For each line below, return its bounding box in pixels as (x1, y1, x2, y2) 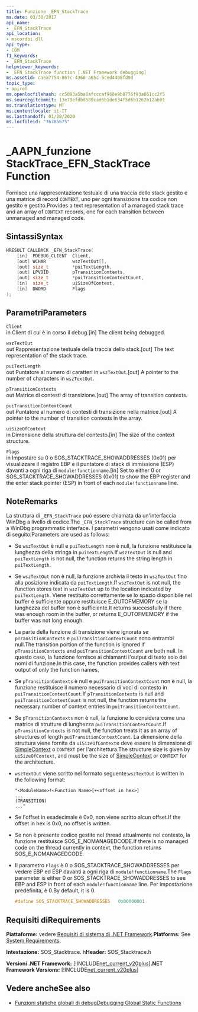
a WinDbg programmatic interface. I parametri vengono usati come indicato (6, 525, 190, 532)
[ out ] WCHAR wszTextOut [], (17, 258, 108, 264)
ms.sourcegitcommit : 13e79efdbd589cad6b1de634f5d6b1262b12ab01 (6, 97, 165, 103)
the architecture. (14, 758, 56, 765)
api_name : (6, 20, 31, 25)
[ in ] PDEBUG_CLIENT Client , (17, 253, 92, 258)
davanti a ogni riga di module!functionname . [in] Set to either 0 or (6, 467, 161, 474)
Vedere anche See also (6, 984, 90, 994)
